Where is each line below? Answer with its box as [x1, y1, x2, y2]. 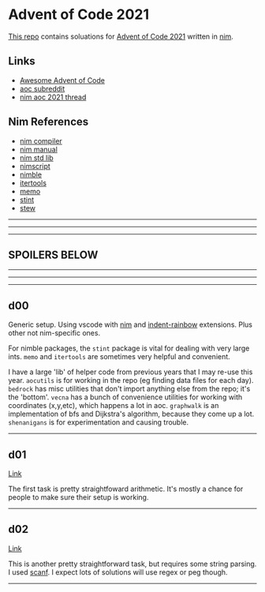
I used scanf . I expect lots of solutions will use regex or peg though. [8, 567, 228, 577]
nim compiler [19, 136, 63, 145]
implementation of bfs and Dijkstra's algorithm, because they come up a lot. [8, 409, 255, 419]
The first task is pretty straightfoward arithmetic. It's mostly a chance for [8, 484, 244, 493]
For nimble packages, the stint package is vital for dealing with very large [8, 343, 250, 353]
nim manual [19, 144, 58, 154]
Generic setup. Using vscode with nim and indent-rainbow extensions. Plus [8, 320, 252, 329]
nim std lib [19, 152, 54, 163]
